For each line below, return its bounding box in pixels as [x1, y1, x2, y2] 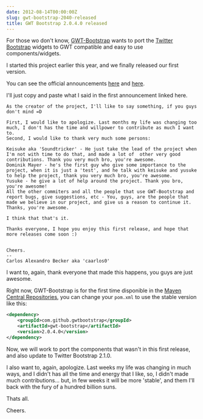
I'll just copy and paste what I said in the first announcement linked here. [6, 92, 188, 99]
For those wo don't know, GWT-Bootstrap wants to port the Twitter [6, 37, 173, 44]
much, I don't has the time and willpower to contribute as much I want [6, 125, 194, 131]
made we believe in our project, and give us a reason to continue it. [6, 199, 191, 206]
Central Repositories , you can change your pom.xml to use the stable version [6, 294, 197, 301]
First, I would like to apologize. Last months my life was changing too [6, 119, 198, 125]
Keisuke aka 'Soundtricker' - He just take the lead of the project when [6, 146, 198, 152]
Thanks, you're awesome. [6, 205, 69, 211]
